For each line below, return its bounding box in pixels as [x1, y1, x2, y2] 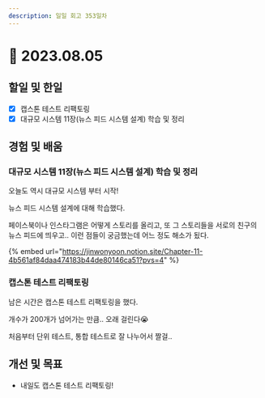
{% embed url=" [8, 247, 63, 256]
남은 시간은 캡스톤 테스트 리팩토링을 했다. [8, 297, 139, 307]
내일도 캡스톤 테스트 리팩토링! [19, 380, 114, 390]
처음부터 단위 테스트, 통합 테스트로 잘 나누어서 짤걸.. [8, 331, 173, 341]
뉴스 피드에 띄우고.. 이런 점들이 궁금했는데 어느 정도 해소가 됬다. [8, 231, 209, 240]
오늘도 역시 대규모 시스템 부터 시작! [8, 186, 119, 196]
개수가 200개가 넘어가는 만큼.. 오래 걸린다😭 [8, 314, 149, 324]
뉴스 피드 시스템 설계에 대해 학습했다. [8, 203, 126, 213]
